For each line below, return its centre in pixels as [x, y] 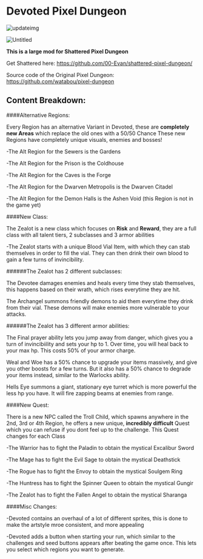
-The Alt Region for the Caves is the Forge [59, 175]
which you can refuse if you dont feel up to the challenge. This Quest [92, 429]
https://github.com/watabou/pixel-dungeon [60, 81]
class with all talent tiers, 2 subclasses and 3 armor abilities [80, 235]
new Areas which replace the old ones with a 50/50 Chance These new [96, 133]
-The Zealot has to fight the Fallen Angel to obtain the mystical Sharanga [97, 495]
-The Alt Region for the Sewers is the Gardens [64, 151]
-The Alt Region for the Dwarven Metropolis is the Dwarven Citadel [90, 187]
